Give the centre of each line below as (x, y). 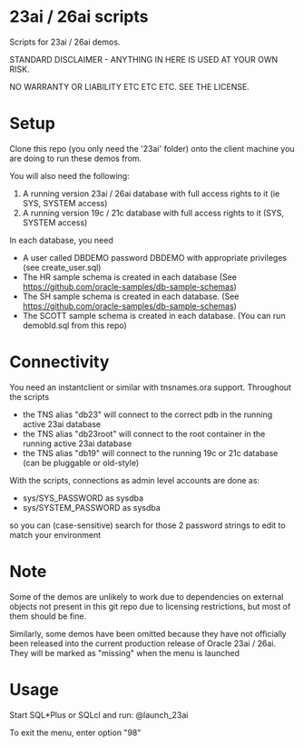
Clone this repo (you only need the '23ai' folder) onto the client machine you (152, 148)
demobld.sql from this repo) (74, 325)
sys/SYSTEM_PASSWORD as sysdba (91, 507)
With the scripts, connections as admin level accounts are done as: (135, 480)
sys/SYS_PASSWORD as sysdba (83, 498)
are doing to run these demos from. (76, 158)
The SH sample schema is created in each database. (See (131, 296)
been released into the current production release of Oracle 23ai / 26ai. (143, 643)
